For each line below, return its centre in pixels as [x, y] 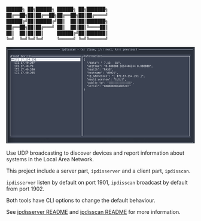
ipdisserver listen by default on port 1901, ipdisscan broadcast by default [97, 183]
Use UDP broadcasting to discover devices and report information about [95, 153]
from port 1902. [25, 189]
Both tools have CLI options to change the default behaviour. [81, 201]
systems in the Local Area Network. [50, 159]
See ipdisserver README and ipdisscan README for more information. [93, 212]
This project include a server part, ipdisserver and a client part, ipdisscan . [98, 171]
